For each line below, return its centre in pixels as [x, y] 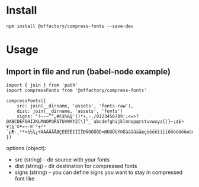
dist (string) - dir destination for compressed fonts [76, 166]
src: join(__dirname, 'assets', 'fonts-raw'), [75, 106]
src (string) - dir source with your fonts [62, 159]
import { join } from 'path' [42, 85]
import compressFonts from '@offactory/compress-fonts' [76, 90]
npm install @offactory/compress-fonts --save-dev [70, 26]
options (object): [26, 148]
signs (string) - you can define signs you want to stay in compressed [99, 172]
